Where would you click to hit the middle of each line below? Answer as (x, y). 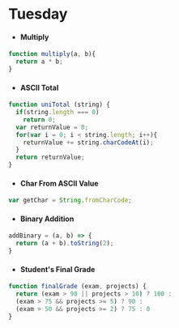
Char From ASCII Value (59, 183)
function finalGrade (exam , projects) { (78, 287)
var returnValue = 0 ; (52, 127)
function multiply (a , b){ (52, 54)
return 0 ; (40, 119)
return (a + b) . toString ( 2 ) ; (65, 244)
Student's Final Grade (58, 269)
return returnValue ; (50, 158)
